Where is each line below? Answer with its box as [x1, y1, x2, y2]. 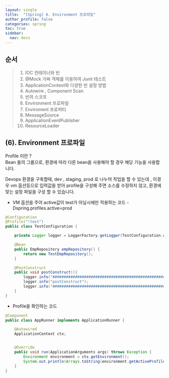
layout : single [5, 7, 37, 13]
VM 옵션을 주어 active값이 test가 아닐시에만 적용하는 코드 [12, 199, 126, 205]
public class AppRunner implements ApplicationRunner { [5, 318, 125, 323]
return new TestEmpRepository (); [23, 251, 94, 256]
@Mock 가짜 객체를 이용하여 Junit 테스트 [25, 76, 107, 82]
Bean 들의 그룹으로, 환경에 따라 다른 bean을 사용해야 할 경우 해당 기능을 [5, 159, 147, 165]
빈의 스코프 [25, 93, 47, 100]
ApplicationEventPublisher [25, 117, 80, 123]
